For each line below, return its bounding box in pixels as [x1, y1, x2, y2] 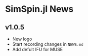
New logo [12, 36, 32, 42]
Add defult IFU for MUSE [12, 47, 63, 52]
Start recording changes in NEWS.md [12, 41, 84, 47]
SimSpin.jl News [5, 3, 74, 15]
